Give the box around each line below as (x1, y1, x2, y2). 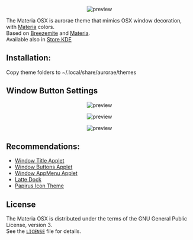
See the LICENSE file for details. (6, 228, 82, 235)
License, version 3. (6, 222, 53, 229)
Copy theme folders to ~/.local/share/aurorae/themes (6, 69, 137, 76)
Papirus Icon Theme (14, 182, 64, 189)
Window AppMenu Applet (14, 170, 78, 177)
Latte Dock (14, 176, 41, 183)
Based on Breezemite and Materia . (6, 30, 91, 37)
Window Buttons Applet (14, 163, 73, 171)
